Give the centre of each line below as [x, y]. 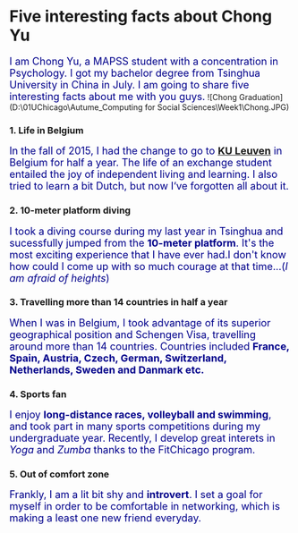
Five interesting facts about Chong [141, 17]
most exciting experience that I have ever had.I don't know [148, 254]
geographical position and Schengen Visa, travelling [133, 334]
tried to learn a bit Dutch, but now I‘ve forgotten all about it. [149, 186]
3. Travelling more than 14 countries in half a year [119, 302]
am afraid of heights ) [60, 278]
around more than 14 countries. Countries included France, [149, 346]
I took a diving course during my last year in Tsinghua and [146, 231]
